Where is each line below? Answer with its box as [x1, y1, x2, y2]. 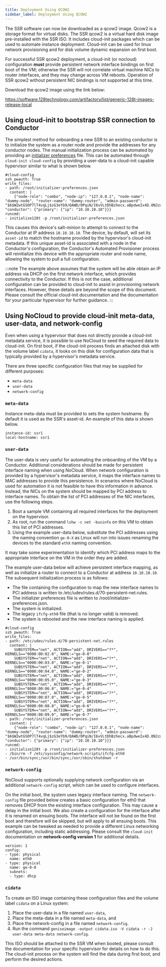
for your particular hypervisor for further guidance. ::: [5, 297, 114, 303]
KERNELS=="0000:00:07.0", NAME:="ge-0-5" [5, 695, 92, 700]
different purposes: [5, 368, 44, 374]
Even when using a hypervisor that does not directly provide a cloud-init [5, 333, 152, 338]
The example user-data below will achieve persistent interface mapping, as [5, 564, 158, 570]
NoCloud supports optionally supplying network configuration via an [5, 777, 144, 783]
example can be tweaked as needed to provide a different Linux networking [5, 823, 159, 829]
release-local [5, 101, 32, 107]
